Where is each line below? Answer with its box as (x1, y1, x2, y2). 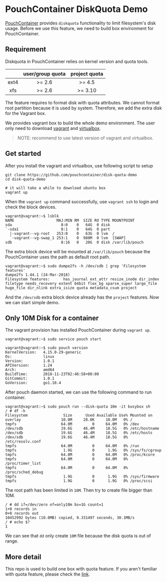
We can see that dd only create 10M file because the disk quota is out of (5, 533, 151, 539)
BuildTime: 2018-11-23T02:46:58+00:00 (5, 372, 99, 377)
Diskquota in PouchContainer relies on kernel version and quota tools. (5, 58, 149, 64)
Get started (5, 149, 41, 158)
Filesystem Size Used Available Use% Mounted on (5, 413, 153, 418)
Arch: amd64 (5, 367, 55, 373)
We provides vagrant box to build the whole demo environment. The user (5, 120, 156, 126)
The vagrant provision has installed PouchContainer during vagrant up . (5, 327, 151, 333)
